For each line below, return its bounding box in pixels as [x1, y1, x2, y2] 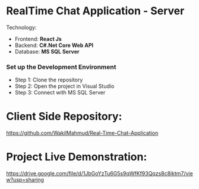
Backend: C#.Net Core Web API [14, 42, 94, 49]
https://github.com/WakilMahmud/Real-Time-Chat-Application [6, 130, 159, 137]
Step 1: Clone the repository [14, 76, 83, 84]
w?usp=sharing [6, 177, 45, 184]
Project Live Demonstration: [6, 150, 147, 164]
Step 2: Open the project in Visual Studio [14, 83, 115, 90]
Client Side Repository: [6, 110, 122, 123]
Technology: [6, 24, 37, 31]
